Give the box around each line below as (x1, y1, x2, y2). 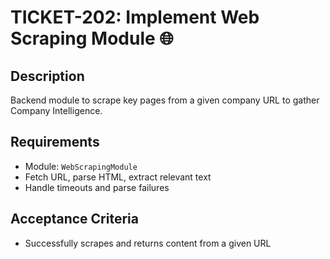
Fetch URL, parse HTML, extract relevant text (24, 171, 212, 183)
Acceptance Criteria (10, 211, 139, 228)
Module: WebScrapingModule (24, 160, 138, 172)
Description (10, 67, 85, 85)
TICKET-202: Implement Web (10, 6, 260, 29)
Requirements (10, 134, 100, 151)
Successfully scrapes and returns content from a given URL (24, 237, 272, 249)
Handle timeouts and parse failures (24, 181, 170, 193)
